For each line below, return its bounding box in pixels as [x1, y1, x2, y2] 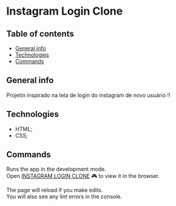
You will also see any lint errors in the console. [6, 193, 123, 201]
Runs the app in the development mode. [6, 166, 106, 173]
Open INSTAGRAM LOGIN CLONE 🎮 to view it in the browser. [6, 172, 160, 180]
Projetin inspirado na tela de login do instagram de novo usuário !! [6, 91, 171, 99]
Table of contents [6, 29, 74, 39]
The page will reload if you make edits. [6, 186, 103, 194]
